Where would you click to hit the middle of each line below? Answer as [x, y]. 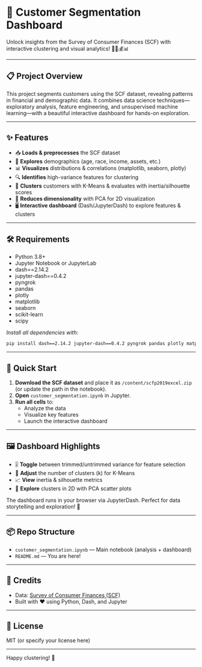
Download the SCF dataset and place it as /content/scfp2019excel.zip [103, 383]
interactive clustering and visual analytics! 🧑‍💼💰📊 [68, 48]
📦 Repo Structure [41, 532]
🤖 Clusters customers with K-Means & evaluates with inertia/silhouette [103, 186]
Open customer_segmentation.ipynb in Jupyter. [73, 396]
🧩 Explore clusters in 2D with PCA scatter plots [73, 488]
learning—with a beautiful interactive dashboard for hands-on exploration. [98, 113]
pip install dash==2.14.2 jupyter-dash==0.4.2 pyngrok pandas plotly [95, 344]
